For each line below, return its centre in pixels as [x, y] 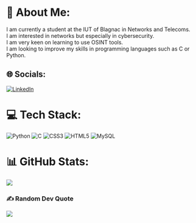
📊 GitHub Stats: [48, 161]
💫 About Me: [38, 12]
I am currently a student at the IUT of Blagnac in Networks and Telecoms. [98, 29]
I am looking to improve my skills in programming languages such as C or [98, 49]
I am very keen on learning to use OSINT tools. [65, 42]
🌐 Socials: [26, 75]
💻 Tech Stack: [44, 115]
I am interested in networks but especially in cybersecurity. [80, 35]
